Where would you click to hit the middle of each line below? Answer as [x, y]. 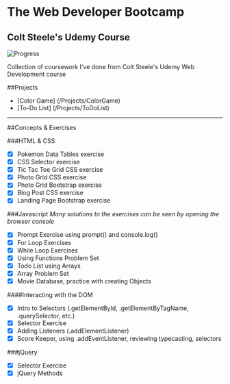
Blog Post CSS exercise [50, 193]
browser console [31, 221]
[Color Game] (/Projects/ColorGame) [69, 101]
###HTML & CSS [31, 141]
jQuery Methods [40, 373]
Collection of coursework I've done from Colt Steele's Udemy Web [101, 67]
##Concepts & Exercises [42, 128]
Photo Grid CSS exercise [52, 177]
